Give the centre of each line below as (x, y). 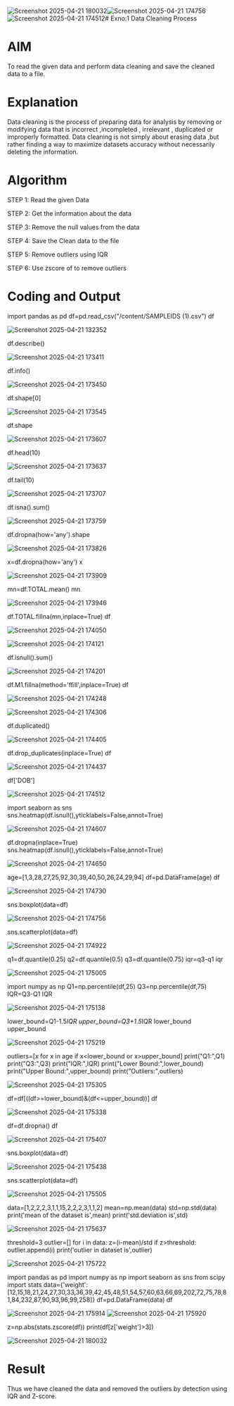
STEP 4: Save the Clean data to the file (63, 240)
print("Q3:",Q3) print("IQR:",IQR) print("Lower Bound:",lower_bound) (105, 1063)
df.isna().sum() (29, 507)
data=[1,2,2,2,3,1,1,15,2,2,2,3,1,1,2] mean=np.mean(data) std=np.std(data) (112, 1207)
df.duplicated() (29, 725)
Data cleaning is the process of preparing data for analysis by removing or (115, 122)
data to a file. (26, 73)
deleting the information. (43, 152)
